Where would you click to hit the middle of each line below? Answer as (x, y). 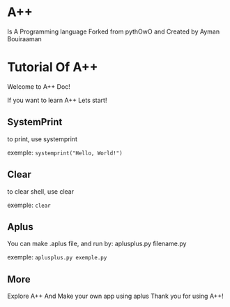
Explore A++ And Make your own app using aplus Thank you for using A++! (116, 296)
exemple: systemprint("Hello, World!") (65, 152)
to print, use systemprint (43, 139)
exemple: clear (29, 205)
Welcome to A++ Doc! (39, 86)
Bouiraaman (24, 38)
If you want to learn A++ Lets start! (57, 100)
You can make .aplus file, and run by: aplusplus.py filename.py (97, 244)
